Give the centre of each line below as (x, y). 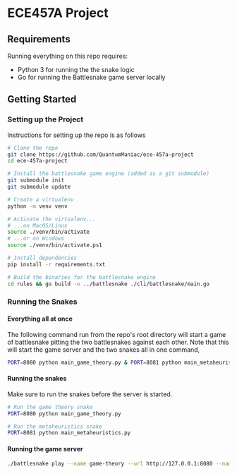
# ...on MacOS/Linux (38, 225)
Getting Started (42, 99)
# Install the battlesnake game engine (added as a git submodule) (109, 174)
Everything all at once (40, 319)
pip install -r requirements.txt (56, 264)
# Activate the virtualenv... (52, 219)
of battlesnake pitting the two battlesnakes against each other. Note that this (118, 342)
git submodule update (39, 187)
